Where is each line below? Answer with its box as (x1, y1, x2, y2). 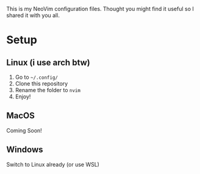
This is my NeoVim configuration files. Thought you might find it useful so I (6, 5, 194, 12)
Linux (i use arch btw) (6, 57, 90, 68)
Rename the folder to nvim (15, 87, 81, 93)
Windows (6, 145, 43, 155)
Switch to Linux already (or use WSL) (6, 161, 99, 168)
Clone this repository (15, 80, 68, 87)
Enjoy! (15, 93, 31, 100)
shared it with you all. (6, 12, 60, 19)
